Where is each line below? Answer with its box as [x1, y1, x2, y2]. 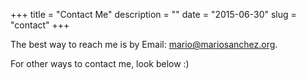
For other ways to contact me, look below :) [10, 58, 190, 69]
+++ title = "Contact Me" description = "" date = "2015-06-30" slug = [10, 9, 297, 20]
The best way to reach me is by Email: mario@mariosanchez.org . [10, 39, 278, 50]
